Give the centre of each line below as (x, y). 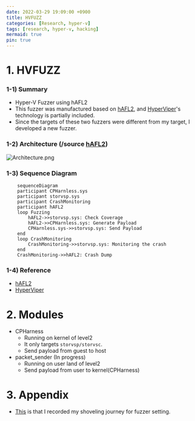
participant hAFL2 (40, 207)
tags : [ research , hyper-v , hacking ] (52, 29)
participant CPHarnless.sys (52, 191)
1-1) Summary (27, 89)
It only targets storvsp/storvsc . (63, 344)
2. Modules (35, 315)
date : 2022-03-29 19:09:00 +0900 (48, 12)
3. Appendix (38, 395)
